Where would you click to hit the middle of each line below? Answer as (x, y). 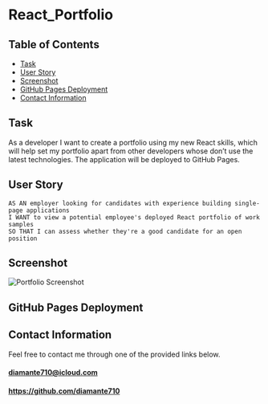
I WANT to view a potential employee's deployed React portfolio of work (134, 217)
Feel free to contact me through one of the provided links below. (114, 354)
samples (21, 224)
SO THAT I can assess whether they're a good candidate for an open (125, 231)
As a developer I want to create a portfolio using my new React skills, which (133, 142)
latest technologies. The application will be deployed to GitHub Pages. (124, 159)
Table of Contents (54, 45)
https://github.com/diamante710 (64, 390)
